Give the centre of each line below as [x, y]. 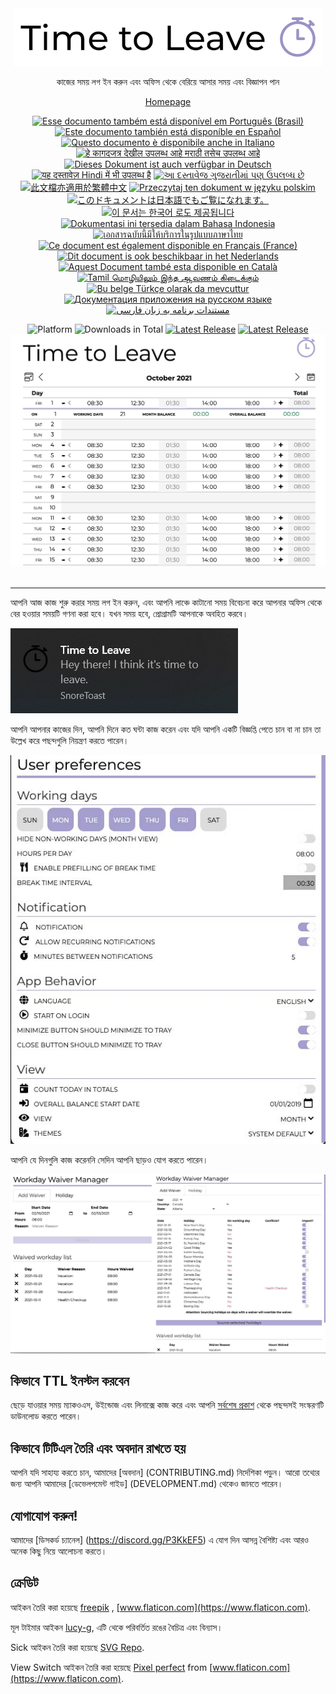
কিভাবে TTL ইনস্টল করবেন [70, 1380]
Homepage [168, 101]
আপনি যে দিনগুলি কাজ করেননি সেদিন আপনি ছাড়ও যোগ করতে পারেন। [109, 1159]
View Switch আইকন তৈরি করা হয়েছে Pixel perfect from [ [111, 1667]
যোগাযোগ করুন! [44, 1515]
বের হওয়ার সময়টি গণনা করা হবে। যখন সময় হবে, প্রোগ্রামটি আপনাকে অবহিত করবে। [129, 613]
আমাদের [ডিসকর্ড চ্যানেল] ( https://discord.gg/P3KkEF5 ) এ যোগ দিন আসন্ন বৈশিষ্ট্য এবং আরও [159, 1540]
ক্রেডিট [24, 1583]
